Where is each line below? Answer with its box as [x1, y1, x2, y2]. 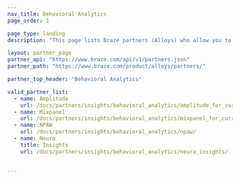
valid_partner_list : [7, 88, 69, 96]
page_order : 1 [7, 17, 50, 24]
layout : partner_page [7, 49, 72, 57]
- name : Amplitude [14, 95, 69, 102]
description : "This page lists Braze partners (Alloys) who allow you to [7, 36, 232, 44]
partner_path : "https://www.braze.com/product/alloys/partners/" [7, 63, 206, 70]
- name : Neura [14, 135, 56, 142]
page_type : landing [7, 30, 66, 37]
